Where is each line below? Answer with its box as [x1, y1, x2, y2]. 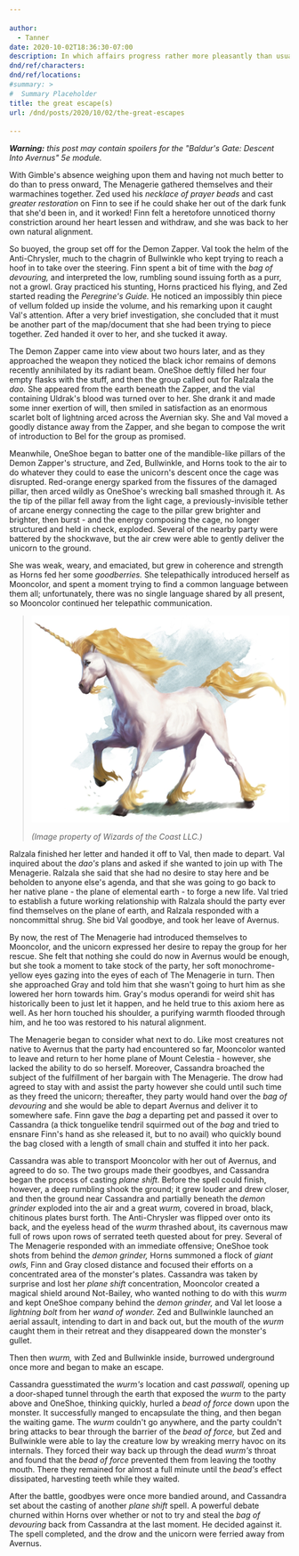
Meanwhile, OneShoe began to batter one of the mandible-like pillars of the [9, 448, 286, 459]
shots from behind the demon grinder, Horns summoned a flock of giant [9, 1250, 273, 1261]
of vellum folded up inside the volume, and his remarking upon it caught [9, 301, 273, 311]
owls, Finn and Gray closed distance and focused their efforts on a [9, 1260, 254, 1270]
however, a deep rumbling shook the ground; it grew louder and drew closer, [9, 1184, 290, 1195]
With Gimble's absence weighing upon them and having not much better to [9, 170, 284, 181]
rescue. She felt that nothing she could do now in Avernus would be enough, [9, 951, 290, 962]
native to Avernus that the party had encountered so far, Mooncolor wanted [9, 1044, 287, 1054]
